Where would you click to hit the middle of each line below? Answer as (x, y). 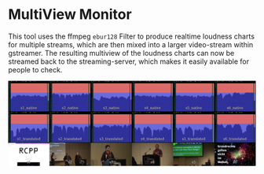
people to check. (35, 69)
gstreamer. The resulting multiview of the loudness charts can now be (121, 53)
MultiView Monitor (70, 15)
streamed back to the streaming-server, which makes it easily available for (129, 61)
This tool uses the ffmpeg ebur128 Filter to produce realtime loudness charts (132, 36)
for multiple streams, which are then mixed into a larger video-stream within (131, 44)
